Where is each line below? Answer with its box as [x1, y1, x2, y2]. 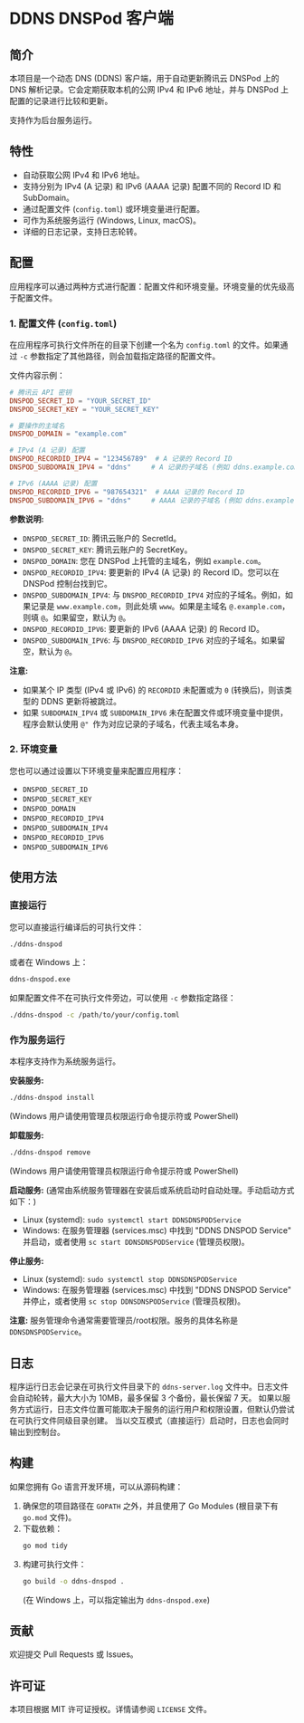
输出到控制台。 [9, 1427, 65, 1438]
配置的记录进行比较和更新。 [9, 96, 113, 106]
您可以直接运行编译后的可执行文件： [9, 921, 145, 933]
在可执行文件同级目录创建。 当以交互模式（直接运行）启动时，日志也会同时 [9, 1415, 290, 1426]
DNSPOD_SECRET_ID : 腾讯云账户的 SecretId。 [22, 532, 182, 543]
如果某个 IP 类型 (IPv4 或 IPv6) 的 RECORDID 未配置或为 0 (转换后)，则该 [22, 684, 285, 695]
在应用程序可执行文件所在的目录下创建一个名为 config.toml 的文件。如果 [9, 339, 280, 349]
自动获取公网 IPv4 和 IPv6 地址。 [22, 169, 145, 180]
